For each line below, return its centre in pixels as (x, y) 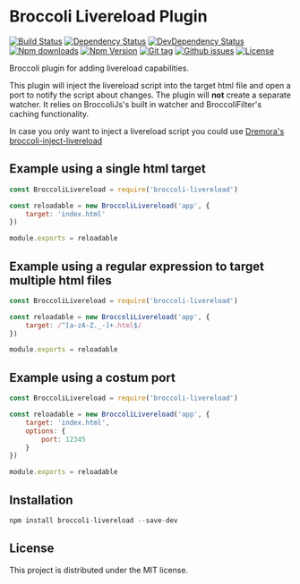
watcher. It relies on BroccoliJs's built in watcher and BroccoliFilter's (136, 104)
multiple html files (60, 280)
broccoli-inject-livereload (56, 140)
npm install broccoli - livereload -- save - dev (94, 521)
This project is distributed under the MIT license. (99, 570)
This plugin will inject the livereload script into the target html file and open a (150, 85)
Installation (41, 499)
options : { (46, 431)
